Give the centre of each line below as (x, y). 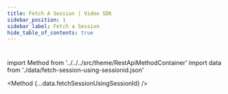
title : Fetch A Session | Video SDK (59, 13)
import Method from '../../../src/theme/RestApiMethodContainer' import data (114, 63)
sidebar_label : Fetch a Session (53, 26)
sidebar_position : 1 (37, 20)
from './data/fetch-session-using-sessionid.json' (76, 70)
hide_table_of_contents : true (50, 33)
